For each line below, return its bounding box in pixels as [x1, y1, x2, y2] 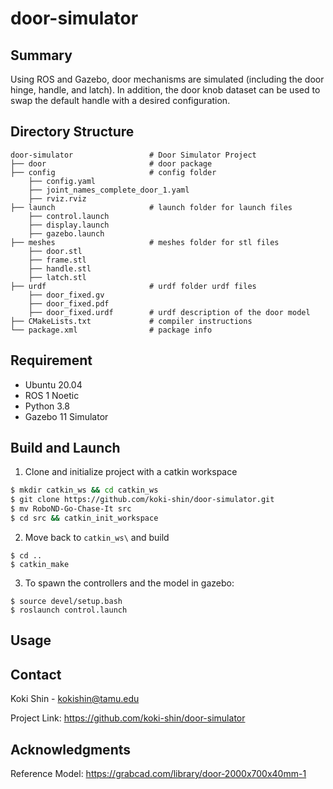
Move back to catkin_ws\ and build [24, 531, 170, 543]
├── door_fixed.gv [28, 290, 105, 300]
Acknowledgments [10, 741, 132, 758]
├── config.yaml [28, 176, 97, 186]
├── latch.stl [28, 272, 87, 282]
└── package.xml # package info [10, 325, 213, 335]
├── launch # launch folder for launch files [10, 202, 293, 212]
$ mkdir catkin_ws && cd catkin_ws [10, 485, 159, 496]
